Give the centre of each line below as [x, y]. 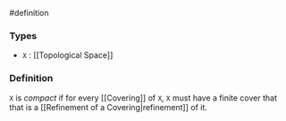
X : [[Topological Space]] [67, 55]
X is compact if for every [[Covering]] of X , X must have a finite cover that [143, 98]
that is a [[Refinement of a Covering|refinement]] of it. [109, 107]
